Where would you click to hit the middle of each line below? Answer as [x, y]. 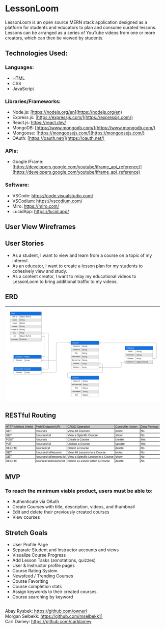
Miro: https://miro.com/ [36, 206]
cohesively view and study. [40, 271]
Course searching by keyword [42, 597]
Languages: [20, 67]
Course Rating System [35, 570]
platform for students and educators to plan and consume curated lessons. [81, 27]
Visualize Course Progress [39, 555]
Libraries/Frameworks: [33, 101]
